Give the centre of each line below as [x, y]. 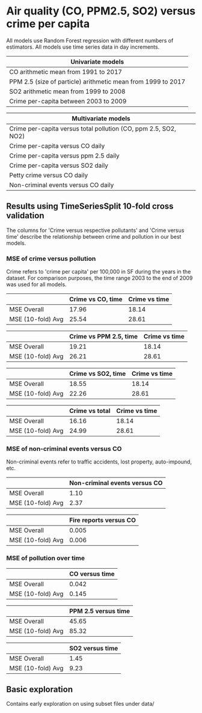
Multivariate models [101, 118]
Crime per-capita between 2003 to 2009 [68, 101]
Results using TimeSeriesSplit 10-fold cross [90, 207]
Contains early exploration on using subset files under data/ [80, 704]
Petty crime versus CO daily [49, 175]
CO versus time [92, 574]
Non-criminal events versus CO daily [62, 185]
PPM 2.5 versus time [99, 611]
